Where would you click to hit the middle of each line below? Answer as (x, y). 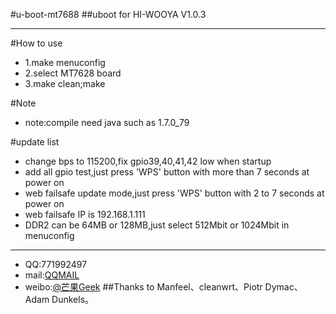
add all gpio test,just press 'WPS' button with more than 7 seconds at (167, 172)
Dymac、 (283, 287)
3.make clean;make (65, 83)
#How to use (36, 43)
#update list (35, 142)
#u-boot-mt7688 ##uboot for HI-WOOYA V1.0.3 (108, 14)
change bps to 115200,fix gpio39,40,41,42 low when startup (148, 161)
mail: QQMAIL (52, 275)
